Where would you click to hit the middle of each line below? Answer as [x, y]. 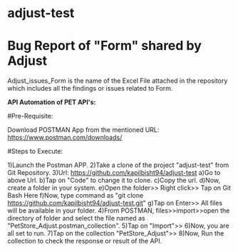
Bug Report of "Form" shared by [104, 46]
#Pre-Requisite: [30, 116]
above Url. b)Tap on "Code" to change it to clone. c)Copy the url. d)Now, [114, 181]
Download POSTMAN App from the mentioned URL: [83, 130]
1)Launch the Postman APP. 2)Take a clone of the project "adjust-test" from [118, 165]
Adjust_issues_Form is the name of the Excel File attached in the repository [118, 81]
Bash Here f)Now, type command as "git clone [76, 196]
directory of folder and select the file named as [76, 218]
